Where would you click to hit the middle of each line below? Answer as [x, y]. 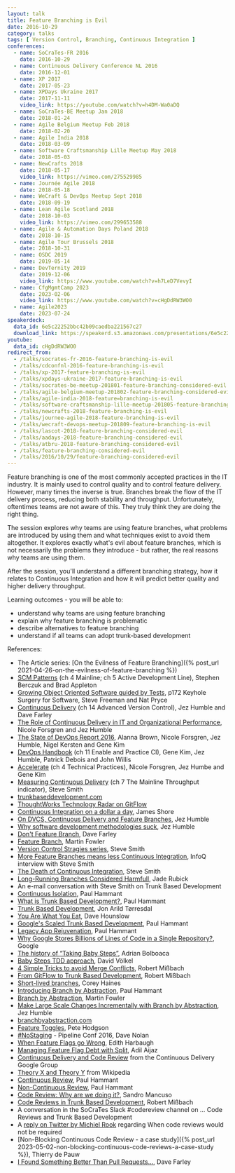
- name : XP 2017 [37, 79]
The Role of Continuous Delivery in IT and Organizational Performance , [120, 722]
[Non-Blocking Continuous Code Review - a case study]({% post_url [116, 1139]
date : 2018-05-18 [45, 190]
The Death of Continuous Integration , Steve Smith [89, 872]
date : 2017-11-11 [45, 99]
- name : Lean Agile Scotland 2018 [64, 210]
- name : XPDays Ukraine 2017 [56, 92]
